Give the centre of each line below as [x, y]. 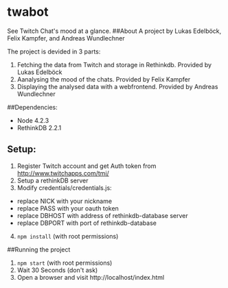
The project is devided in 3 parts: [54, 51]
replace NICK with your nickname [64, 201]
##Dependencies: [32, 107]
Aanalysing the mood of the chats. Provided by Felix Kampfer [104, 79]
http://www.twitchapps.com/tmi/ [63, 173]
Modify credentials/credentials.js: [64, 188]
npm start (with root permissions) [65, 263]
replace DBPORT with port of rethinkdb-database [87, 223]
